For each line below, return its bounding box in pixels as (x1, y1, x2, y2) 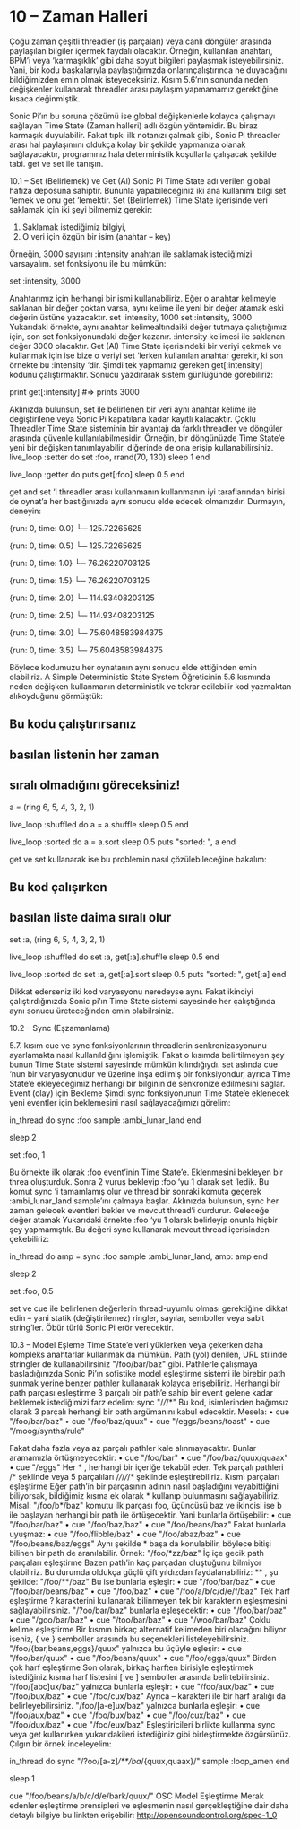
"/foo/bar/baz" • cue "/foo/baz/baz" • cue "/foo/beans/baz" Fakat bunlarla (9, 1518, 287, 1529)
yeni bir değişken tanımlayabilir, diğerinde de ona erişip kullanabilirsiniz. (9, 442, 274, 452)
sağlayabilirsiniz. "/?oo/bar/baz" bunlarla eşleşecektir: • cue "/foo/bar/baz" (9, 1605, 287, 1615)
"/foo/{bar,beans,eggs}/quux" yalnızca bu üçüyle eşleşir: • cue (9, 1642, 242, 1653)
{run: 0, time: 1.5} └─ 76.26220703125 (9, 574, 150, 585)
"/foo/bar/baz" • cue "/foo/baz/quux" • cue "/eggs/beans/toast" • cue (9, 1415, 270, 1426)
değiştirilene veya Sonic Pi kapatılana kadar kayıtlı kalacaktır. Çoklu (9, 413, 257, 424)
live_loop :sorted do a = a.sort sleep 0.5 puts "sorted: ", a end (9, 836, 236, 847)
